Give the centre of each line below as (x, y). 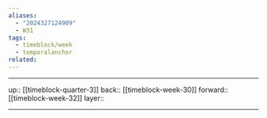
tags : (17, 38)
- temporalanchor (44, 52)
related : (23, 60)
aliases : (23, 15)
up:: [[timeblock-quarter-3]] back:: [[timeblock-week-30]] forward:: (118, 89)
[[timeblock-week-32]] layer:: (56, 98)
